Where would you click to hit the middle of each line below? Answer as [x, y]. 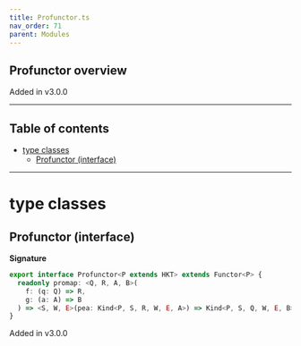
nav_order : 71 [36, 26]
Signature [28, 258]
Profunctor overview [68, 70]
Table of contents [59, 128]
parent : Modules [39, 34]
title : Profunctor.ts [50, 17]
